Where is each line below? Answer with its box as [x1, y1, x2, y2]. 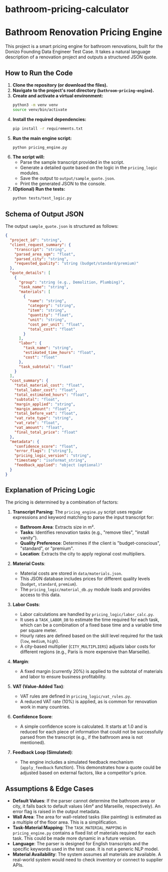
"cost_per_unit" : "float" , [27, 322, 85, 327]
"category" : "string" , [27, 303, 76, 308]
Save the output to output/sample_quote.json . [20, 175, 116, 181]
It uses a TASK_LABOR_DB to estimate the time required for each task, [20, 616, 159, 623]
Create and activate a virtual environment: [12, 92, 103, 99]
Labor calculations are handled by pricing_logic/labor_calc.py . [20, 611, 154, 617]
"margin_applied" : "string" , [14, 402, 76, 407]
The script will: [12, 154, 45, 160]
